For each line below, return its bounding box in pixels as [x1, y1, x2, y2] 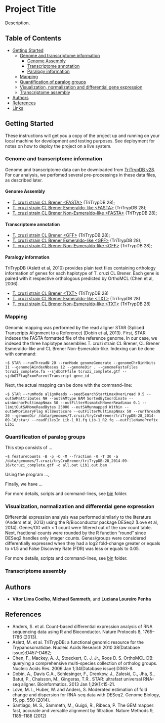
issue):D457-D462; [12, 649, 52, 656]
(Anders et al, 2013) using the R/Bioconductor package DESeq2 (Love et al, [5, 519, 158, 525]
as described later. [5, 177, 43, 183]
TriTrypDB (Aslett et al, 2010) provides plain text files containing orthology [5, 265, 156, 271]
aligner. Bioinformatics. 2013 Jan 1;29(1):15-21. [21, 681, 115, 687]
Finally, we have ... [5, 481, 43, 487]
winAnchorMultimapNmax [5, 400, 52, 405]
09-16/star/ [5, 417, 30, 422]
